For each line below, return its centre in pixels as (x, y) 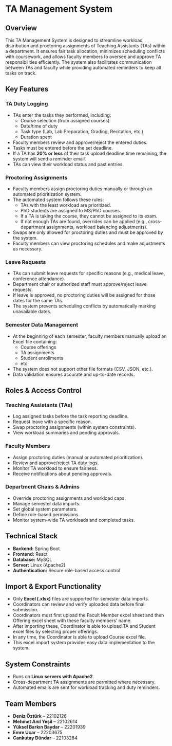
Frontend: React (30, 554)
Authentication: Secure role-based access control (66, 570)
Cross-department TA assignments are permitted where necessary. (84, 682)
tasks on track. (21, 73)
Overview (21, 28)
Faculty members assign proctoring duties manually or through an (83, 189)
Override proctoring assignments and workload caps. (69, 498)
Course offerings (38, 347)
